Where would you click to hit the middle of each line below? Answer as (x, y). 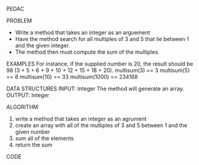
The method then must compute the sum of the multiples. (87, 52)
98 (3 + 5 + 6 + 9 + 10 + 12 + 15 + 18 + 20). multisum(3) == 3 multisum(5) (98, 70)
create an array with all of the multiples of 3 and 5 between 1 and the (101, 125)
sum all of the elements (44, 138)
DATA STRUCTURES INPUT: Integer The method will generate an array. (95, 89)
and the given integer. (42, 46)
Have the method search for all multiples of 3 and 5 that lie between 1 (102, 39)
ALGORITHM (22, 107)
